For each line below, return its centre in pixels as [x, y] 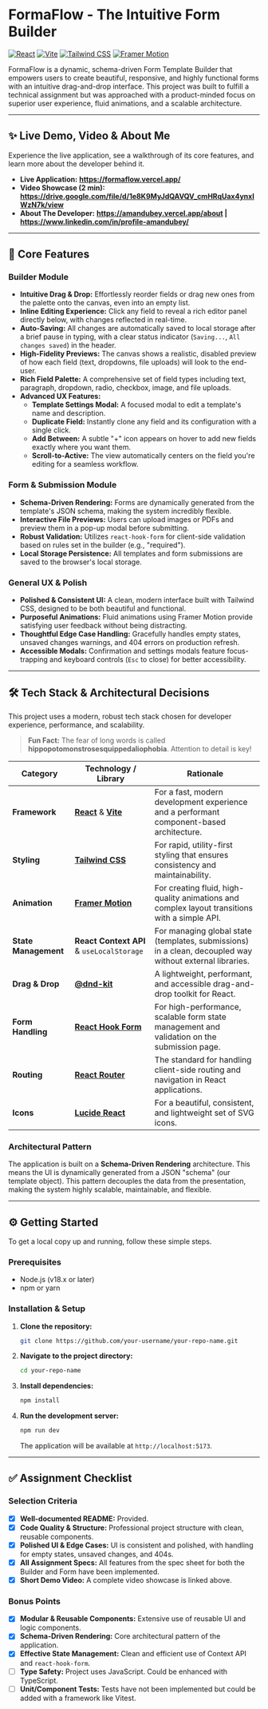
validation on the [185, 1037]
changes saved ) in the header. [68, 345]
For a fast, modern [189, 791]
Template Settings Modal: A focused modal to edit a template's [136, 404]
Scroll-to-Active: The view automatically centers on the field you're [143, 456]
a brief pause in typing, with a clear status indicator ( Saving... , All [130, 337]
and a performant [187, 811]
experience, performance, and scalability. [77, 724]
